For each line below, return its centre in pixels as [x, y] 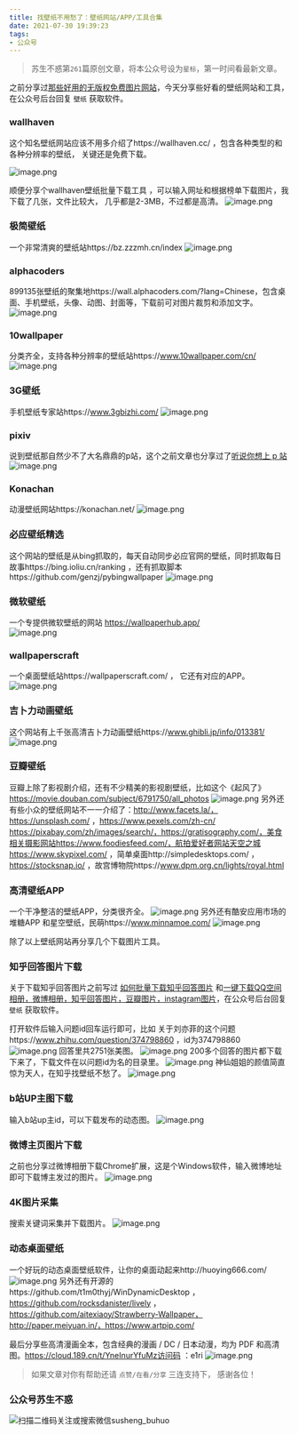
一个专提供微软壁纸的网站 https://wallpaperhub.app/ [105, 622]
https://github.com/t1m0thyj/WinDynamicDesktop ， [105, 1292]
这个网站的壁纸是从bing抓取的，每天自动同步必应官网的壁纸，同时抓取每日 [145, 556]
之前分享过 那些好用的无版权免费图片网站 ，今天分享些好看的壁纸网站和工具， [149, 88]
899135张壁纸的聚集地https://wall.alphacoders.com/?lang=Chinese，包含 [144, 292]
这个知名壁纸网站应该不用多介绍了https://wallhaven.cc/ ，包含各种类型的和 [146, 142]
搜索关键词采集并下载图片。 [60, 1223]
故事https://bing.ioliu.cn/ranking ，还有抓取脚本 [96, 566]
